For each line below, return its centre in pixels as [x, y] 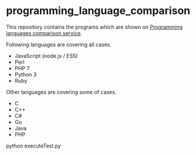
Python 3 [26, 74]
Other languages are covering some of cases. [61, 92]
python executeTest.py [34, 146]
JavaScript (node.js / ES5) [46, 56]
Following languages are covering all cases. [59, 44]
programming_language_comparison [98, 11]
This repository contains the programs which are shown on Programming [94, 27]
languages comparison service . [44, 33]
